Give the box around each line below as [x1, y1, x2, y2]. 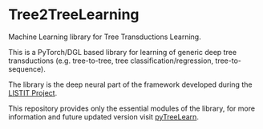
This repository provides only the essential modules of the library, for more [8, 104, 255, 113]
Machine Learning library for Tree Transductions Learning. [8, 32, 202, 41]
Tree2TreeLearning [8, 6, 140, 24]
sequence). [8, 64, 46, 73]
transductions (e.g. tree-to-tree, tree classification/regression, [8, 56, 214, 65]
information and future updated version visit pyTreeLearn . [8, 111, 199, 121]
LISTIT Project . [8, 88, 58, 97]
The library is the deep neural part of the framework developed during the [8, 80, 253, 89]
